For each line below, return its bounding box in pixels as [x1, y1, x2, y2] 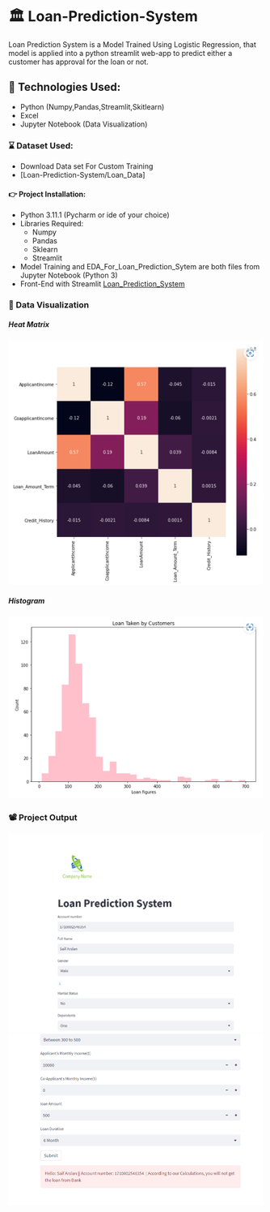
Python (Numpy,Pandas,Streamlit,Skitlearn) [19, 101, 165, 111]
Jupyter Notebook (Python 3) [19, 270, 119, 281]
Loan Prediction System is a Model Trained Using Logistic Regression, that [8, 39, 257, 49]
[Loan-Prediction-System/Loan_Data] [19, 170, 146, 180]
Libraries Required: [19, 219, 84, 229]
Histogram [8, 595, 45, 605]
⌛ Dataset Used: [8, 140, 74, 151]
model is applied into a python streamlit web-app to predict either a [8, 48, 233, 58]
